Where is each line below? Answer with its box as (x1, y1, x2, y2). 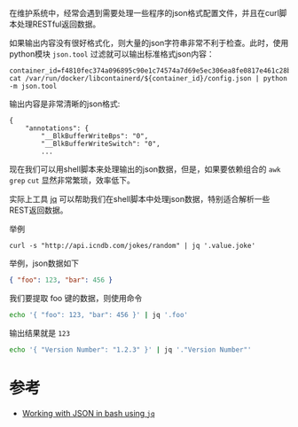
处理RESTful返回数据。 (16, 19, 101, 29)
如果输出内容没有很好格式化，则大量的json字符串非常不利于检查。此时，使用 (9, 38, 289, 48)
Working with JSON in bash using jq (21, 408, 155, 418)
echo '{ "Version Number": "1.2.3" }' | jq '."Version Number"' (9, 345, 252, 354)
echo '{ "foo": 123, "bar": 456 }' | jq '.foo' (9, 310, 189, 319)
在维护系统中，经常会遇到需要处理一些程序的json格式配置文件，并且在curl (9, 8, 279, 18)
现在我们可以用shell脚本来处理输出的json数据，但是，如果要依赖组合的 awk (9, 164, 281, 175)
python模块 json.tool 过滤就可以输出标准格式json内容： (9, 49, 215, 59)
